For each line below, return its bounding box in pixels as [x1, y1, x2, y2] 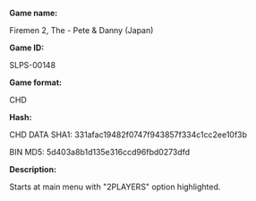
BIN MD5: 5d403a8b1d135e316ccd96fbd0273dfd [9, 147, 191, 157]
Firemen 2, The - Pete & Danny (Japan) [9, 25, 154, 35]
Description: [9, 164, 56, 174]
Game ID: [9, 42, 45, 53]
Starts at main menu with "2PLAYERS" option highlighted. [9, 181, 221, 192]
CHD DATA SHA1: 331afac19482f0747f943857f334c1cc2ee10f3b [9, 129, 248, 140]
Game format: [9, 77, 63, 88]
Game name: [9, 8, 58, 18]
